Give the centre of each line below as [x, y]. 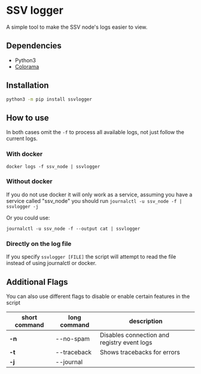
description [146, 321]
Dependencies [34, 46]
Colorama [27, 66]
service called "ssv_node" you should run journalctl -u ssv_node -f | [94, 200]
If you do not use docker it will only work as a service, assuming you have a [99, 194]
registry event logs [126, 342]
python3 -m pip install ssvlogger [49, 99]
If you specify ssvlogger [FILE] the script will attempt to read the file [91, 257]
